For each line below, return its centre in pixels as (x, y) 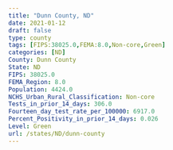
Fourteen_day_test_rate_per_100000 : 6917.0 (82, 112)
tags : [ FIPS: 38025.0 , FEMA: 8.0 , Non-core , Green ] (87, 45)
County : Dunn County (43, 60)
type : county (30, 38)
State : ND (25, 67)
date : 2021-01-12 (37, 23)
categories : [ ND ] (37, 52)
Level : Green (30, 126)
